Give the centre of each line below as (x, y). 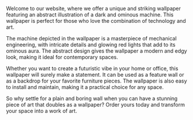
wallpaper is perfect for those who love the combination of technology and (96, 21)
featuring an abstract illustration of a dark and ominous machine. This (90, 15)
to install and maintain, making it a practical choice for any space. (85, 87)
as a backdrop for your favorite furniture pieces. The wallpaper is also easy (96, 81)
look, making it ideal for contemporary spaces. (62, 57)
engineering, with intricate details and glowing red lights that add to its (91, 44)
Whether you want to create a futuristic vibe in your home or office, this (92, 68)
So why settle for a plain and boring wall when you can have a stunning (92, 98)
